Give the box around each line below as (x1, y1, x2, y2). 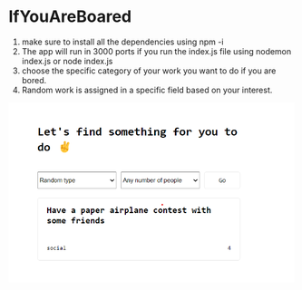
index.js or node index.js (21, 55, 113, 66)
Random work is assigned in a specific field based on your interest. (21, 84, 273, 95)
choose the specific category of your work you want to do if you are (21, 65, 277, 76)
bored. (21, 74, 47, 85)
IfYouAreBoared (8, 6, 132, 27)
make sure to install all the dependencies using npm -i (21, 36, 224, 47)
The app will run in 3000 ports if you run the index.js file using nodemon (21, 45, 292, 56)
